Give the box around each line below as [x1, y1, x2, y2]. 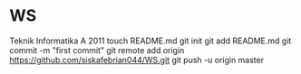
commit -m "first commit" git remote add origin [9, 44, 185, 55]
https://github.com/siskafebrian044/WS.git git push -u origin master [9, 54, 265, 65]
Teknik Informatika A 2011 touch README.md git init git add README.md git [9, 35, 292, 46]
